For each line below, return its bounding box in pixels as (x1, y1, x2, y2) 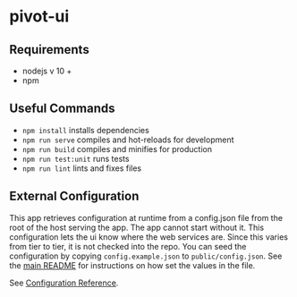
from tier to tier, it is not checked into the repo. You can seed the (9, 241, 247, 251)
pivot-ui (9, 6, 70, 27)
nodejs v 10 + (21, 65, 72, 76)
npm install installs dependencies (21, 124, 149, 135)
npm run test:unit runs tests (21, 153, 130, 164)
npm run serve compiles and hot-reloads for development (21, 134, 234, 145)
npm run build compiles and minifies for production (21, 143, 213, 154)
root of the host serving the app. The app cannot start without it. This (9, 222, 265, 233)
